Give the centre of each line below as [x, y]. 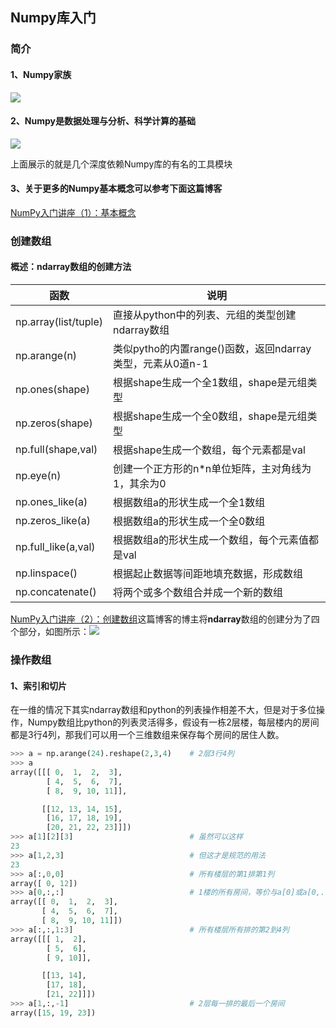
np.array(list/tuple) [59, 322]
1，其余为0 [139, 484]
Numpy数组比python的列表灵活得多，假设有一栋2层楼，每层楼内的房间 [173, 722]
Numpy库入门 [53, 18]
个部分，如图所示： [50, 632]
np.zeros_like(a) [53, 521]
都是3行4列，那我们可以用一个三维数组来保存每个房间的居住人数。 [147, 735]
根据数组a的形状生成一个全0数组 [189, 521]
